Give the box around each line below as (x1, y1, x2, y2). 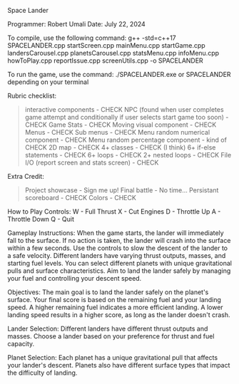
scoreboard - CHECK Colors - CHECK (24, 194, 137, 202)
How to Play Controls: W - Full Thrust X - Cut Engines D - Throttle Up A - (7, 207, 221, 216)
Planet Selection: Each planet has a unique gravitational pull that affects (7, 353, 218, 362)
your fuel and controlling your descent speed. (7, 274, 142, 282)
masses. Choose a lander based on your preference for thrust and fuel (7, 332, 215, 341)
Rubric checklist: (7, 92, 57, 100)
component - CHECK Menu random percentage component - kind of (24, 135, 227, 144)
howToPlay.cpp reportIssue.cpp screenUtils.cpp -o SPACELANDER (7, 56, 203, 65)
